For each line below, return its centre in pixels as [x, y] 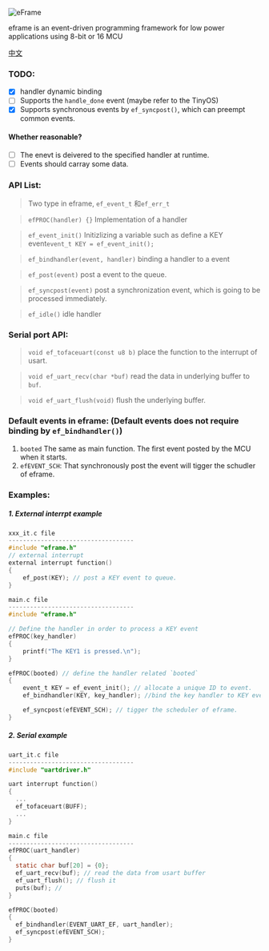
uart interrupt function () [53, 784]
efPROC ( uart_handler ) [44, 851]
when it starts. [44, 457]
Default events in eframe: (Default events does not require [124, 421]
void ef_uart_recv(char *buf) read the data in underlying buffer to [139, 376]
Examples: [29, 495]
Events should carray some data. [74, 163]
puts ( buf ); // [39, 888]
